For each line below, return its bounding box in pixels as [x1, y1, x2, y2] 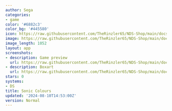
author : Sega [5, 7, 33, 13]
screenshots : [5, 50, 33, 55]
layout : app [5, 46, 31, 51]
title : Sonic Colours [5, 88, 52, 94]
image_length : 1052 [5, 41, 47, 46]
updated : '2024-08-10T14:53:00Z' [5, 93, 77, 98]
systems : [5, 79, 24, 84]
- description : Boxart [5, 64, 54, 70]
